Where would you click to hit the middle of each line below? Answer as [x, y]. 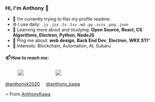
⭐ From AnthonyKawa [28, 94]
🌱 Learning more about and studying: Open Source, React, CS [77, 30]
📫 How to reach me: [27, 58]
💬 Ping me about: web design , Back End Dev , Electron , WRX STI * [81, 40]
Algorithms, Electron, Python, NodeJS [53, 35]
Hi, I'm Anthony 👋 [27, 8]
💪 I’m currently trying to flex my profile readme [61, 19]
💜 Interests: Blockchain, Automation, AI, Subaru [62, 46]
